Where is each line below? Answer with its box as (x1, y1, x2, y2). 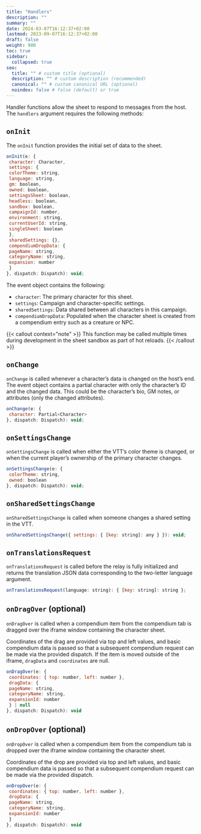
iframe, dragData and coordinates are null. (6, 657, 110, 664)
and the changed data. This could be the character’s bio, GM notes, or (6, 388, 180, 395)
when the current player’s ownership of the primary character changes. (6, 454, 183, 461)
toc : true (6, 48, 31, 54)
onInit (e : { (6, 153, 36, 159)
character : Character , (8, 159, 66, 165)
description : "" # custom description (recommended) (11, 76, 146, 82)
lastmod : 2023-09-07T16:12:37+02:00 (6, 31, 98, 37)
